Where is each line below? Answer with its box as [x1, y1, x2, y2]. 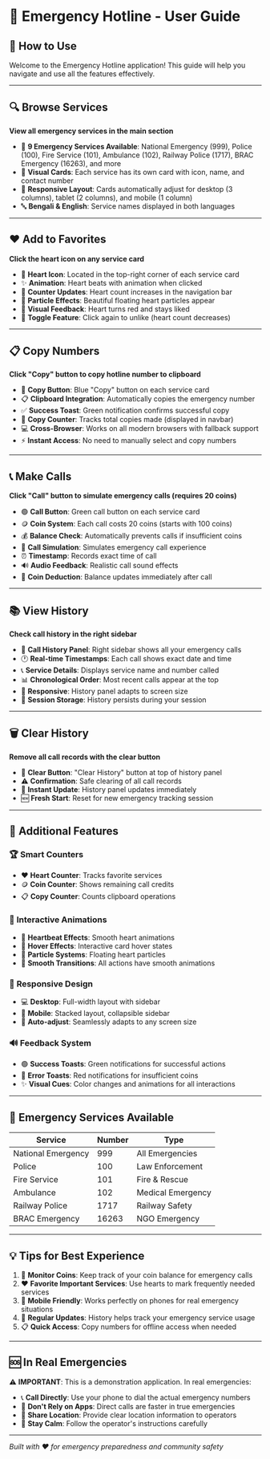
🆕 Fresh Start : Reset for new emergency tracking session [20, 793, 214, 803]
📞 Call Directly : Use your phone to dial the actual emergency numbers [20, 1392, 251, 1402]
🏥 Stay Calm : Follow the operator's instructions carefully [20, 1418, 208, 1428]
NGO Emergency [136, 1213, 200, 1225]
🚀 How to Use [9, 39, 77, 53]
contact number [20, 176, 75, 185]
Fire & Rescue [136, 1174, 189, 1185]
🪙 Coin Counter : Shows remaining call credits [20, 879, 175, 889]
